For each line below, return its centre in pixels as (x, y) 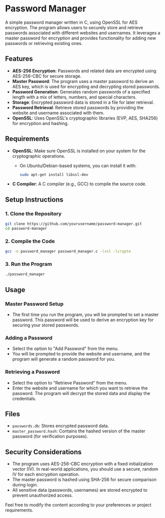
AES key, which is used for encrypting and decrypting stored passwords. (86, 86)
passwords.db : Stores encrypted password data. (61, 426)
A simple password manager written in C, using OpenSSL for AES (71, 22)
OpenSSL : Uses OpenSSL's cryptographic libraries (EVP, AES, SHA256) (85, 118)
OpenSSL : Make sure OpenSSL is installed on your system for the (79, 151)
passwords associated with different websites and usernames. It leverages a (83, 33)
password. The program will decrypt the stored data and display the (81, 393)
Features (19, 59)
